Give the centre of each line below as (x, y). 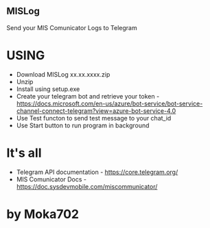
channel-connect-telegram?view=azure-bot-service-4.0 (96, 111)
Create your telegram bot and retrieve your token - (88, 96)
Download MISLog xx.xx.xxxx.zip (63, 74)
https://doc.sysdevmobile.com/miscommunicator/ (87, 186)
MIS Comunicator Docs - (51, 179)
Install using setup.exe (48, 89)
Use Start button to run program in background (83, 125)
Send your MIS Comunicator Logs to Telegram (72, 27)
